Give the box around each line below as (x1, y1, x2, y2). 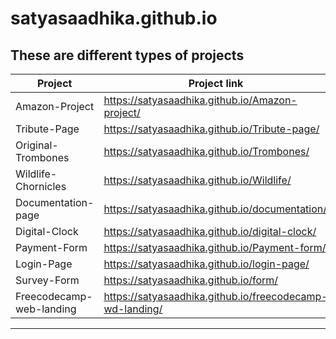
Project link (188, 77, 244, 90)
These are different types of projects (10, 47, 245, 64)
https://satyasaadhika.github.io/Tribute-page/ (103, 122, 320, 136)
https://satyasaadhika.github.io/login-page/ (103, 257, 310, 271)
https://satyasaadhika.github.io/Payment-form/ (103, 241, 327, 254)
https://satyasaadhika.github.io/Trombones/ (103, 145, 310, 158)
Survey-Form (15, 273, 80, 287)
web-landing (15, 302, 77, 316)
